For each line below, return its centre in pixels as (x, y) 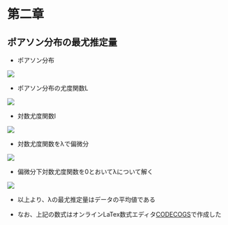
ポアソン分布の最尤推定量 (62, 42)
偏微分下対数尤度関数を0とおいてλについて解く (85, 172)
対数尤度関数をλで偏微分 (53, 144)
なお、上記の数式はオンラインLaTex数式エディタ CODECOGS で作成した (119, 214)
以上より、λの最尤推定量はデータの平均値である (86, 200)
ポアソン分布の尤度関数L (53, 88)
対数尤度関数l (37, 116)
